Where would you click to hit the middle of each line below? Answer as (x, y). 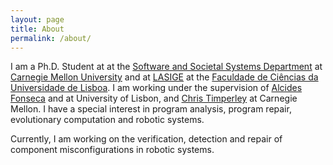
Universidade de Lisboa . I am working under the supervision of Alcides (156, 88)
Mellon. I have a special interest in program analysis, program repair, (151, 109)
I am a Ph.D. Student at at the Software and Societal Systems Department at (166, 67)
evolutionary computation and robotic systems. (107, 120)
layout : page (37, 19)
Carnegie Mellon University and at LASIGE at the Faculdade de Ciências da (164, 77)
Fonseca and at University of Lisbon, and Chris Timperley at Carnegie (154, 98)
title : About (37, 29)
